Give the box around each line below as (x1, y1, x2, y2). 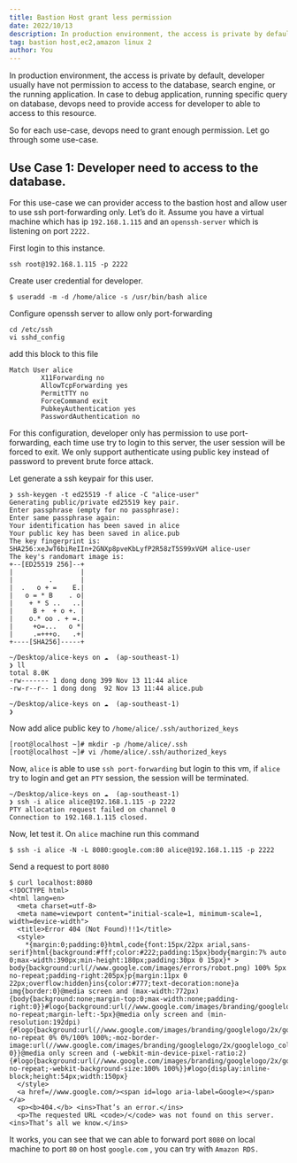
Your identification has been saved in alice (9, 521, 179, 530)
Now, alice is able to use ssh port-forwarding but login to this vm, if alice (9, 763, 281, 773)
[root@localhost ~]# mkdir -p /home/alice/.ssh (9, 740, 188, 748)
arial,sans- (206, 940, 251, 949)
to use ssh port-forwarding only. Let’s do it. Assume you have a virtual (9, 206, 264, 217)
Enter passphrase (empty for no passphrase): (9, 506, 179, 515)
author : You (9, 46, 53, 55)
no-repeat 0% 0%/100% (9, 1033, 89, 1042)
